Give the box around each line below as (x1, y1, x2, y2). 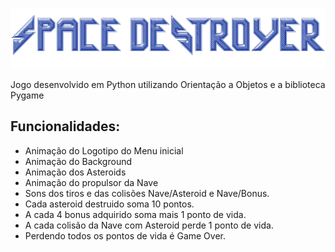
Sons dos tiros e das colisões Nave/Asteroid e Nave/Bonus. (24, 187, 270, 199)
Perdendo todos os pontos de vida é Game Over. (24, 229, 226, 242)
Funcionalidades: (10, 118, 121, 135)
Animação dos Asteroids (24, 166, 127, 178)
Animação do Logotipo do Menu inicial (24, 144, 184, 157)
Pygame (10, 89, 45, 101)
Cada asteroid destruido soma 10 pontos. (24, 198, 195, 210)
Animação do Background (24, 155, 133, 167)
